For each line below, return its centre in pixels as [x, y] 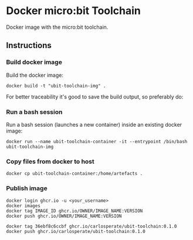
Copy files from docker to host [50, 161]
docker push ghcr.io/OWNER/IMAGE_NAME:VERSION [64, 216]
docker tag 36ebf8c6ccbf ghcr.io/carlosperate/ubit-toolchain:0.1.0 [92, 226]
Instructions [29, 45]
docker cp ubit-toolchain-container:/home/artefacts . [75, 174]
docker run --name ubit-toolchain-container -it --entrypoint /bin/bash [97, 141]
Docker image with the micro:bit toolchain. [57, 27]
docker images [23, 206]
